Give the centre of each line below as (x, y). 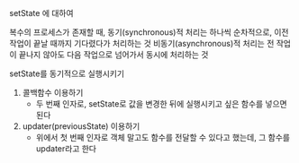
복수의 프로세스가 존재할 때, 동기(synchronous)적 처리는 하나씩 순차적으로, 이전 (149, 32)
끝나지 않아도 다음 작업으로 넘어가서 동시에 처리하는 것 (113, 55)
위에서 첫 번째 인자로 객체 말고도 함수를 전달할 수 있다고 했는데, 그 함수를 (163, 137)
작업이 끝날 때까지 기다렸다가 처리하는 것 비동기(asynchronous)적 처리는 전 (142, 43)
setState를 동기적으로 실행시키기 (67, 73)
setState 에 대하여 (41, 13)
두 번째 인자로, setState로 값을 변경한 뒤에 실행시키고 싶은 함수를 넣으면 (161, 104)
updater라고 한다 (66, 149)
